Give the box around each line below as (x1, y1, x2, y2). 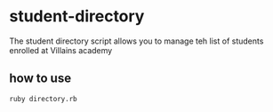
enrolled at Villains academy (9, 44, 113, 55)
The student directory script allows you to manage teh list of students (9, 36, 264, 46)
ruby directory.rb (9, 94, 77, 103)
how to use (9, 71, 72, 86)
